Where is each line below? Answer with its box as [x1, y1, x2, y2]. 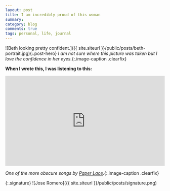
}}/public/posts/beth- [101, 45, 146, 51]
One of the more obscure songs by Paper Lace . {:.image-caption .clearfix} [5, 170, 159, 176]
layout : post [5, 7, 33, 13]
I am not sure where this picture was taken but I [58, 50, 158, 56]
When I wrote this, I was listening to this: [5, 66, 93, 72]
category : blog [5, 21, 37, 27]
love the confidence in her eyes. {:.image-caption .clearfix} [5, 56, 127, 61]
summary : [5, 17, 24, 22]
